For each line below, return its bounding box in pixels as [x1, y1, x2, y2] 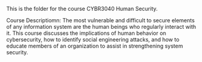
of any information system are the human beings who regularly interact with [6, 23, 197, 30]
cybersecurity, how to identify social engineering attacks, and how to [6, 36, 179, 43]
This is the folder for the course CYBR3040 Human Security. [6, 5, 158, 12]
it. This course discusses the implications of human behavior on [6, 29, 166, 37]
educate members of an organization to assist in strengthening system [6, 42, 184, 49]
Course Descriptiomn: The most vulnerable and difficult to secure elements [6, 17, 195, 23]
